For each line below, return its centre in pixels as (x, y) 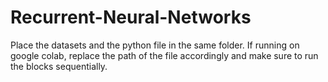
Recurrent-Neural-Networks (131, 17)
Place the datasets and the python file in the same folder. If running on (155, 45)
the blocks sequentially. (59, 66)
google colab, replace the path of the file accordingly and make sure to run (164, 55)
